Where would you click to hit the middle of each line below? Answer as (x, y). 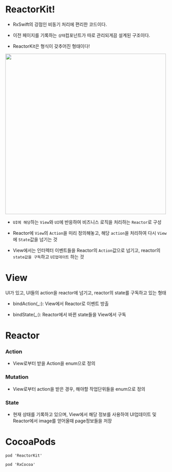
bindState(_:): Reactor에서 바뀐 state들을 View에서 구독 (69, 314)
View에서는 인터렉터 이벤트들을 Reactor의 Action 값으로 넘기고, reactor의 (87, 250)
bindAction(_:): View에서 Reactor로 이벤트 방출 (61, 304)
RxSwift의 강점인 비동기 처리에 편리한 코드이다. (60, 24)
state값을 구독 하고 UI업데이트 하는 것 (48, 257)
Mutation (17, 377)
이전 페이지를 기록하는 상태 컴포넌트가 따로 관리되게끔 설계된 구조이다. (81, 35)
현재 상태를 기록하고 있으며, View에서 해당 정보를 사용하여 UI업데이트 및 (84, 414)
